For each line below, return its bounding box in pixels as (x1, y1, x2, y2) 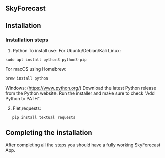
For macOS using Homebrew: (5, 66, 67, 72)
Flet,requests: (12, 105, 41, 111)
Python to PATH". (5, 96, 41, 102)
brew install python (5, 76, 49, 81)
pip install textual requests (12, 115, 76, 120)
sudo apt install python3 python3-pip (5, 57, 87, 62)
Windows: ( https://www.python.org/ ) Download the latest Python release (5, 85, 156, 91)
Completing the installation (5, 128, 92, 137)
